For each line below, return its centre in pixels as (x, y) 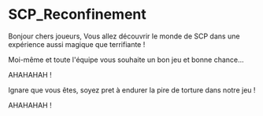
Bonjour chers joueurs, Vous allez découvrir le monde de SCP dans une (124, 36)
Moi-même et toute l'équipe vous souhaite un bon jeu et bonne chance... (126, 60)
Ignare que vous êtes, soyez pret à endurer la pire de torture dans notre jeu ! (132, 90)
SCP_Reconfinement (78, 14)
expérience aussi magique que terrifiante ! (77, 44)
